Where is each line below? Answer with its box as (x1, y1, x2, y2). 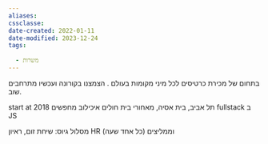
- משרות (15, 57, 39, 65)
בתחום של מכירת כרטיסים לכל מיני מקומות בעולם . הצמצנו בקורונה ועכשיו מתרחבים (8, 78, 260, 88)
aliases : (8, 11, 38, 20)
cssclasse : (8, 19, 45, 27)
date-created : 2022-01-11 (8, 26, 94, 34)
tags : (8, 42, 26, 50)
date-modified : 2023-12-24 (8, 34, 98, 42)
